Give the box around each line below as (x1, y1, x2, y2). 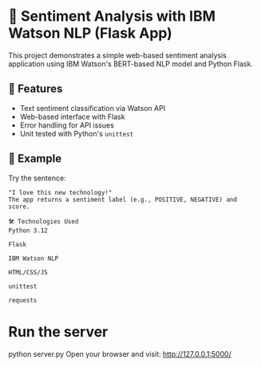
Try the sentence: (8, 173, 66, 183)
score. (8, 203, 30, 211)
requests (8, 296, 38, 304)
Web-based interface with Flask (19, 112, 125, 121)
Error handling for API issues (19, 120, 114, 130)
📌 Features (8, 82, 63, 96)
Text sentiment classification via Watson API (19, 103, 166, 112)
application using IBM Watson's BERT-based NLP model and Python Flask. (8, 59, 254, 69)
